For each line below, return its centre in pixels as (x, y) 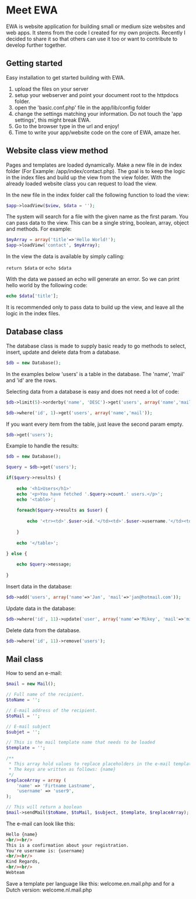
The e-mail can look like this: (41, 824)
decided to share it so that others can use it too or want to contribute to (92, 39)
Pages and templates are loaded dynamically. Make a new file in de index (94, 165)
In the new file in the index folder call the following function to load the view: (98, 195)
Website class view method (57, 151)
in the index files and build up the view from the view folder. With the (88, 177)
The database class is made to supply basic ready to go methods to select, (96, 346)
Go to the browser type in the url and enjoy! (67, 126)
